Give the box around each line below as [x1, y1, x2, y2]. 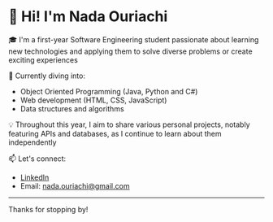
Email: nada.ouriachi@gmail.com [19, 181, 130, 190]
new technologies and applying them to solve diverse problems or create [8, 46, 253, 56]
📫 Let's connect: [8, 154, 67, 163]
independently [8, 137, 57, 147]
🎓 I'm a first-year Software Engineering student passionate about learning [8, 34, 259, 44]
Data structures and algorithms [19, 103, 124, 113]
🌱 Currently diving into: [8, 71, 85, 81]
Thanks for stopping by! [8, 204, 89, 214]
